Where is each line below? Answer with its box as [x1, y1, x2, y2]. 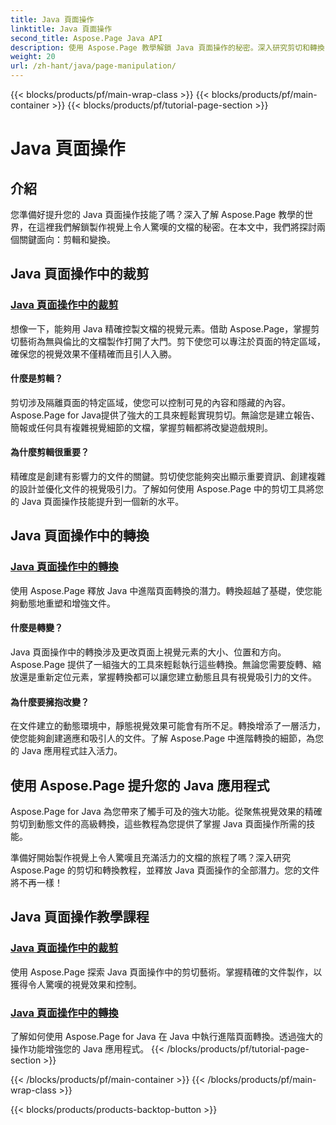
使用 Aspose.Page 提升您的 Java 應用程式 [10, 777, 270, 794]
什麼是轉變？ [10, 622, 63, 634]
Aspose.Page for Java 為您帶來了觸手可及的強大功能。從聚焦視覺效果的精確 [10, 806, 323, 817]
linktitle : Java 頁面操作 [10, 24, 113, 34]
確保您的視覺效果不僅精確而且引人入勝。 [10, 347, 177, 360]
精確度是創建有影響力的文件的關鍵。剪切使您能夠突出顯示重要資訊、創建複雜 [10, 471, 326, 483]
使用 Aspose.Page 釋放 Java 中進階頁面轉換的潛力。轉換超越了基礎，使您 [10, 584, 314, 596]
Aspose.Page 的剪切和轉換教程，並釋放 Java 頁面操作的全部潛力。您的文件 [10, 864, 320, 876]
